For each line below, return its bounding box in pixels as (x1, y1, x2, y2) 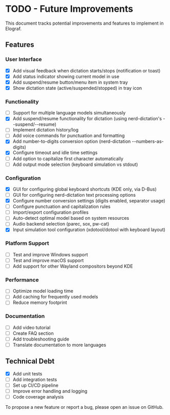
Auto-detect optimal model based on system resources (12, 215, 130, 221)
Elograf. (5, 25, 22, 31)
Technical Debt (5, 357, 55, 366)
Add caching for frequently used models (12, 294, 98, 300)
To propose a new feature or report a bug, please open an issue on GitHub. (5, 404, 164, 410)
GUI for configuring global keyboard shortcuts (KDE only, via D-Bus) (12, 186, 157, 192)
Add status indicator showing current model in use (12, 73, 119, 80)
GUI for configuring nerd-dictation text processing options (12, 192, 136, 198)
